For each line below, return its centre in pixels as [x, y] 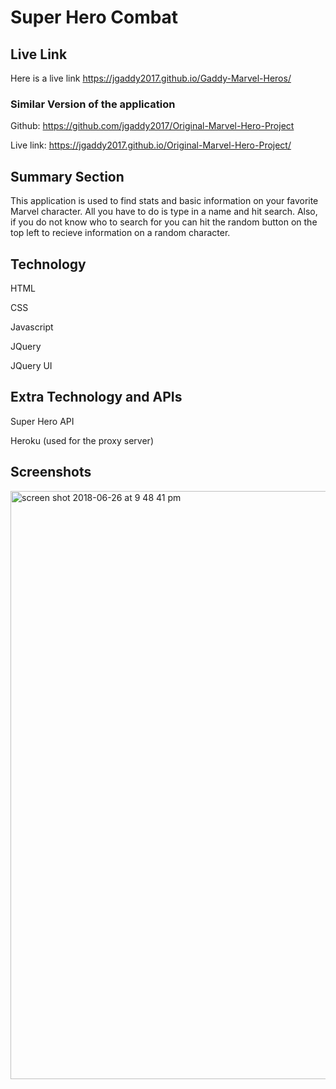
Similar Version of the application [93, 104]
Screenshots [51, 472]
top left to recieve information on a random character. [120, 233]
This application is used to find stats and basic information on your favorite [164, 201]
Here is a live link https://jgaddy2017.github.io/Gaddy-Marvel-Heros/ [151, 78]
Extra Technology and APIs [96, 397]
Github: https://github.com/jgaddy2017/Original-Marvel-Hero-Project [152, 126]
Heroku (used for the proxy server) [82, 440]
